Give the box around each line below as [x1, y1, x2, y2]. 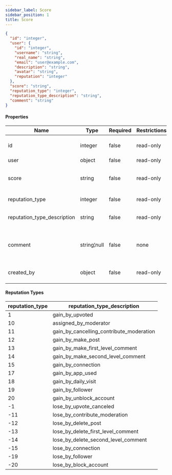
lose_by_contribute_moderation [52, 411, 128, 418]
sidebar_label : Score [5, 7, 52, 13]
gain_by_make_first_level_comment [52, 344, 137, 351]
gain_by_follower [52, 386, 93, 393]
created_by [8, 269, 35, 276]
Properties [5, 113, 29, 120]
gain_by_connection [52, 361, 101, 368]
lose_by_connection [52, 444, 100, 451]
